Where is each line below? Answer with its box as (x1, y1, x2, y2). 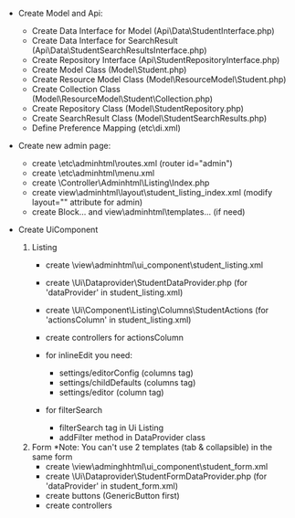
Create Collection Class (31, 84, 121, 94)
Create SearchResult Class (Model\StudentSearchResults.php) (31, 113, 268, 123)
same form (31, 451, 73, 462)
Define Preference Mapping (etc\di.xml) (31, 122, 181, 133)
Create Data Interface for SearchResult (31, 36, 178, 46)
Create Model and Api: (17, 8, 103, 18)
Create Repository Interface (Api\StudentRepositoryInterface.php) (31, 55, 280, 65)
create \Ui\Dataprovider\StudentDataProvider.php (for (45, 278, 248, 288)
